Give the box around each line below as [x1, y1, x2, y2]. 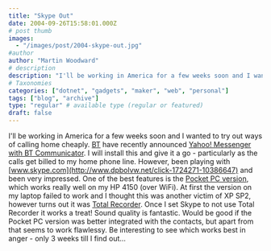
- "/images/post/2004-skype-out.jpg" [15, 42, 143, 50]
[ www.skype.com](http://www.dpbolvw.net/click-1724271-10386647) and [8, 166, 253, 175]
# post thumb [8, 27, 52, 35]
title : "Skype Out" [8, 11, 74, 20]
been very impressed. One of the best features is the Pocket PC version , [8, 174, 249, 183]
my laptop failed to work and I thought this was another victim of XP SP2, [8, 191, 252, 200]
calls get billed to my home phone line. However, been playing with [8, 157, 231, 166]
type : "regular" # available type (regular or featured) [8, 101, 204, 109]
